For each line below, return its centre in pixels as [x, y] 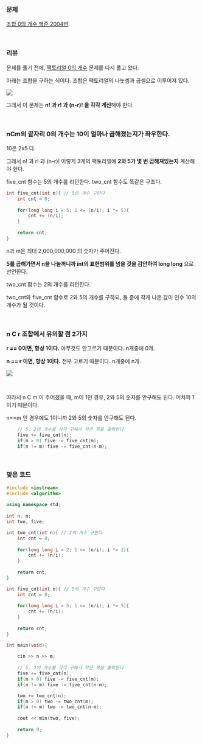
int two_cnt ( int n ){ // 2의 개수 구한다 [54, 533]
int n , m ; [19, 516]
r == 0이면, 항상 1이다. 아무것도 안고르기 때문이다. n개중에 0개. [81, 349]
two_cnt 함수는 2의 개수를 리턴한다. [49, 284]
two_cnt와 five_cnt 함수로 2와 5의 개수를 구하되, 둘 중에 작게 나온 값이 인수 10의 [101, 297]
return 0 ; [30, 729]
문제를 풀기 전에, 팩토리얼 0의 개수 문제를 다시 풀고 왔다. [73, 68]
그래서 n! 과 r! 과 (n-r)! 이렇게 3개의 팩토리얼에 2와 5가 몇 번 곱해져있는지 [92, 161]
